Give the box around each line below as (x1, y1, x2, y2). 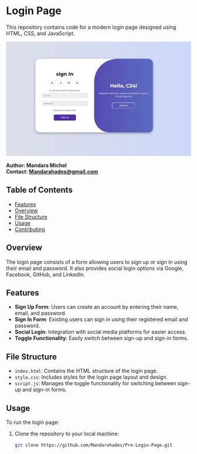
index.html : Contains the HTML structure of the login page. (14, 368, 158, 375)
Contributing (14, 225, 45, 233)
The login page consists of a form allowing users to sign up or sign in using (6, 258, 188, 265)
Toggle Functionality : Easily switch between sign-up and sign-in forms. (14, 335, 189, 342)
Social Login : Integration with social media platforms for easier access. (14, 328, 186, 336)
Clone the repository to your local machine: (14, 430, 119, 438)
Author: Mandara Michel (6, 162, 67, 169)
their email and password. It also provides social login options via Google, (6, 265, 184, 272)
